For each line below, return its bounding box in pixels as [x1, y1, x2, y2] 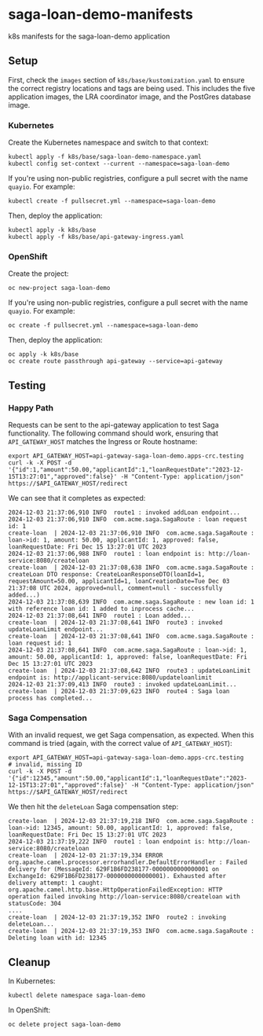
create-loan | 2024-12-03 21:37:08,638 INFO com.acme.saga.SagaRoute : [8, 564, 255, 571]
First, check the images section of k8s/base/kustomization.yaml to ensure [8, 75, 245, 84]
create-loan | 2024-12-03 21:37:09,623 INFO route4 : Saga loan [8, 688, 230, 696]
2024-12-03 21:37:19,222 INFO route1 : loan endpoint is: [8, 838, 206, 846]
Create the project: [8, 269, 69, 278]
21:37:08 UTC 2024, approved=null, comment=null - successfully [8, 584, 223, 593]
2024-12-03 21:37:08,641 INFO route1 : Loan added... [8, 612, 192, 620]
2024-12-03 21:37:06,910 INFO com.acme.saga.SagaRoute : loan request [8, 516, 247, 524]
